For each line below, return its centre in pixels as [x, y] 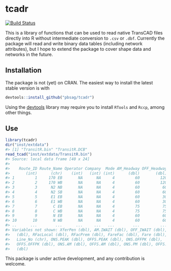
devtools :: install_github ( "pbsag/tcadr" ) [50, 97]
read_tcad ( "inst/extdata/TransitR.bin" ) [49, 155]
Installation [23, 70]
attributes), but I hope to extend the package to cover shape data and [78, 49]
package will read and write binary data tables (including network [74, 43]
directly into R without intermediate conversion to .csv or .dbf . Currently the [85, 38]
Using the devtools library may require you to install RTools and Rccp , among [85, 107]
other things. [19, 112]
